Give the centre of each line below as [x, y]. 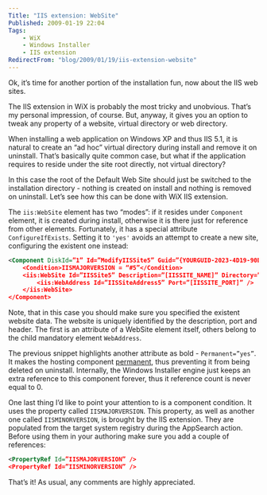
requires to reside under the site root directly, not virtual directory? [117, 164]
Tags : [17, 30]
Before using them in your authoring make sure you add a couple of [119, 437]
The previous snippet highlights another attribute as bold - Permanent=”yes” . [132, 353]
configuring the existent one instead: [68, 246]
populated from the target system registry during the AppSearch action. [126, 428]
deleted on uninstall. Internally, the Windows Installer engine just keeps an [130, 370]
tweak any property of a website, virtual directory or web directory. [118, 123]
